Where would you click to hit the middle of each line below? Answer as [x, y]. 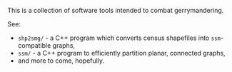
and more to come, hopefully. [61, 61]
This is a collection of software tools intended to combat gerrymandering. [116, 10]
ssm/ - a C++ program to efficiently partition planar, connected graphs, [122, 53]
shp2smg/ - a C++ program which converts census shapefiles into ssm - [121, 38]
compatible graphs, [46, 45]
